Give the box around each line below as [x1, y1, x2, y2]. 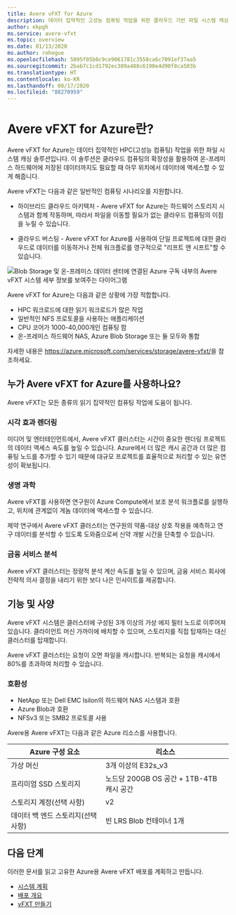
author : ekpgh [7, 23, 49, 30]
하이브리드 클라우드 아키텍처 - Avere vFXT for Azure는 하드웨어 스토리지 [17, 202, 218, 211]
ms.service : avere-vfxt [7, 30, 77, 37]
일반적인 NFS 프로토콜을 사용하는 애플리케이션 [17, 314, 145, 323]
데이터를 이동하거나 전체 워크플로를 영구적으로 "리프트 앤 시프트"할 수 [36, 243, 226, 252]
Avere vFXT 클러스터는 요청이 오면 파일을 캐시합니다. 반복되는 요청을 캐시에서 [7, 651, 221, 659]
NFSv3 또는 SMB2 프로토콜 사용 [17, 713, 107, 722]
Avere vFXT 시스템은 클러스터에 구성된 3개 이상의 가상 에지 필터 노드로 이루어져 [7, 618, 226, 626]
